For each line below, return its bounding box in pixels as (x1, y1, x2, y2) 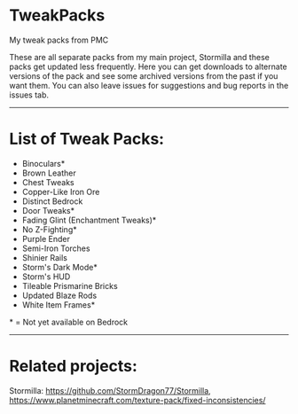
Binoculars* (21, 158, 66, 168)
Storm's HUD (21, 271, 71, 282)
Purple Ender (21, 233, 71, 244)
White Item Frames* (21, 299, 96, 310)
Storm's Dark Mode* (21, 262, 98, 272)
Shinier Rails (21, 252, 68, 262)
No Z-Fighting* (21, 223, 77, 235)
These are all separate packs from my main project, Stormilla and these (9, 51, 271, 62)
